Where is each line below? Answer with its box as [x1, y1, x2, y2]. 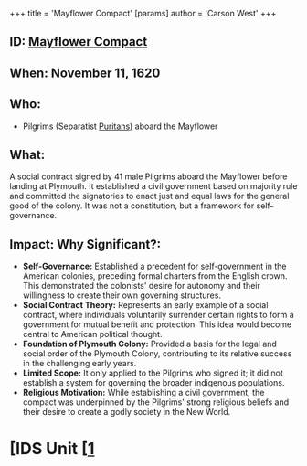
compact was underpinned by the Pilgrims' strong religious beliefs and [22, 397, 290, 408]
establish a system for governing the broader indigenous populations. [22, 377, 285, 388]
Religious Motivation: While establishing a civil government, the [22, 387, 265, 398]
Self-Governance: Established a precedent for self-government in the [22, 260, 287, 272]
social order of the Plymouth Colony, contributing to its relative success [22, 348, 292, 359]
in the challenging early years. [22, 358, 137, 369]
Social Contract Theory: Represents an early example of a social [22, 300, 269, 311]
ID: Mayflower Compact [9, 34, 148, 49]
